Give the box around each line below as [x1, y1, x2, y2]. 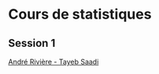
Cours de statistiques [8, 5, 152, 23]
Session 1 [8, 37, 56, 50]
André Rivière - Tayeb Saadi [8, 57, 99, 66]
